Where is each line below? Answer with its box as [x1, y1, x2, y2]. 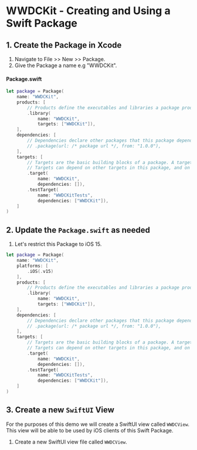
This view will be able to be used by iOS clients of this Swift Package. [6, 426, 174, 434]
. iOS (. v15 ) [27, 268, 54, 274]
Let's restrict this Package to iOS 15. [14, 241, 102, 248]
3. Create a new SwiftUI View [6, 405, 114, 415]
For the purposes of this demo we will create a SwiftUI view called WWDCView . [6, 421, 189, 428]
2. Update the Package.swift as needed [6, 225, 151, 235]
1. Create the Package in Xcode [6, 40, 122, 50]
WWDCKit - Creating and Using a [6, 4, 171, 18]
